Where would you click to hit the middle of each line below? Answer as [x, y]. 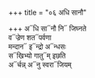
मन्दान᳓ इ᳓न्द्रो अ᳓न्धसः [37, 47]
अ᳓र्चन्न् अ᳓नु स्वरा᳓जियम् [40, 65]
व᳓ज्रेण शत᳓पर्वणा [30, 37]
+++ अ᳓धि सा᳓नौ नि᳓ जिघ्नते [47, 29]
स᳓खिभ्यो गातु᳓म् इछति [37, 55]
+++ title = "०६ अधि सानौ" [47, 12]
